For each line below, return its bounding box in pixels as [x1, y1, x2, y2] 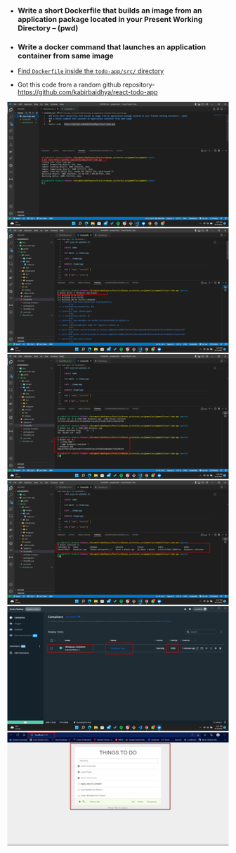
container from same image [17, 51, 114, 61]
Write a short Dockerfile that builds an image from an [17, 6, 202, 15]
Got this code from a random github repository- [17, 80, 155, 89]
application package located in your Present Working [17, 14, 203, 24]
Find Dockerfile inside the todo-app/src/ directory [17, 67, 164, 75]
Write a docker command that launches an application [17, 42, 206, 51]
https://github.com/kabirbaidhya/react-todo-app [17, 88, 158, 96]
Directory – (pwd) [17, 23, 79, 33]
